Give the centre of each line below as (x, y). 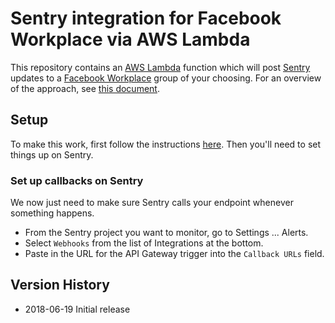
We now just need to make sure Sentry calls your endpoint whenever (152, 203)
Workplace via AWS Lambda (130, 39)
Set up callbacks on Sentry (77, 180)
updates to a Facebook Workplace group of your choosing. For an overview (166, 78)
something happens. (52, 213)
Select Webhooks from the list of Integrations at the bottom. (144, 243)
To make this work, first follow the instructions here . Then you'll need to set (166, 144)
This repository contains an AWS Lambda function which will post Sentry (160, 67)
